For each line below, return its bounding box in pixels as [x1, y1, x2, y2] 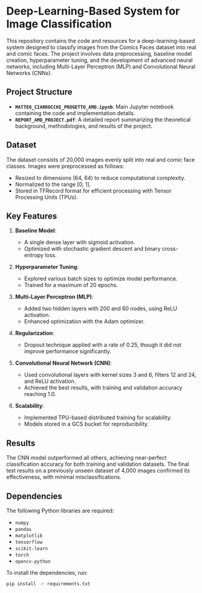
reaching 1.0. [24, 391, 56, 398]
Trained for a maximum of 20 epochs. [24, 282, 119, 289]
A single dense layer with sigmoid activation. [24, 239, 135, 246]
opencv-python [15, 558, 51, 565]
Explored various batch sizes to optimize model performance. [24, 275, 178, 282]
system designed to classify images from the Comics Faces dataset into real [6, 44, 197, 51]
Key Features [6, 211, 57, 221]
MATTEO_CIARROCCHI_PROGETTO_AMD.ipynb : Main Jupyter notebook [15, 103, 174, 110]
